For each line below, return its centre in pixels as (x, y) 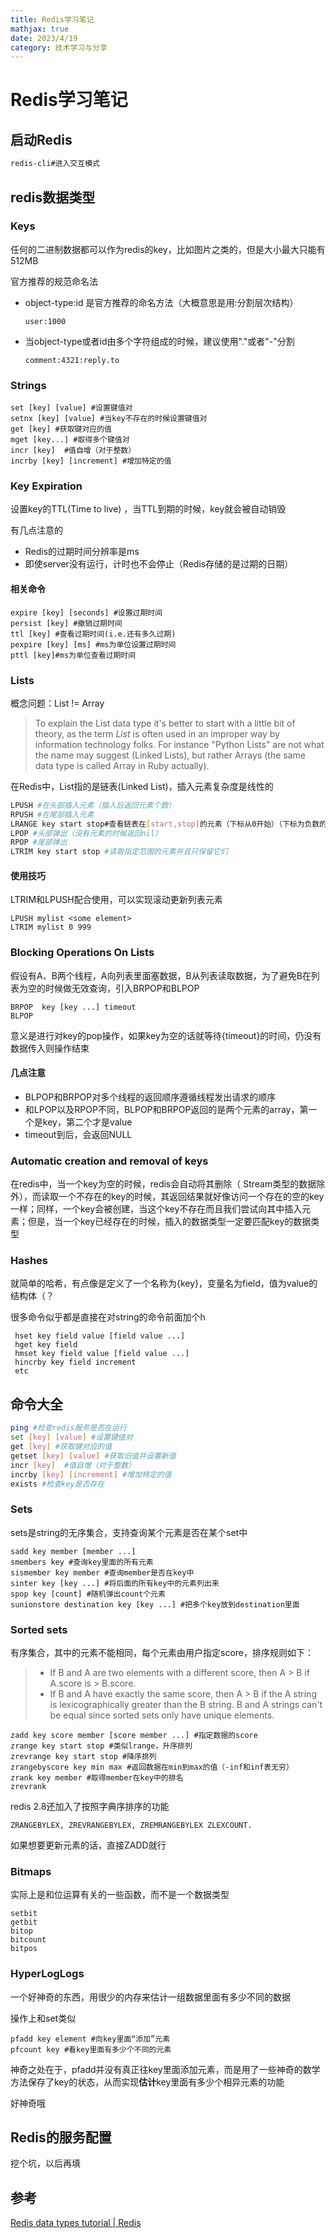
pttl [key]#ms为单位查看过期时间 (73, 655)
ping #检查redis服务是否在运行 (68, 1428)
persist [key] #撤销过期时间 (66, 623)
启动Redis (41, 139)
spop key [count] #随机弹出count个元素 (88, 1594)
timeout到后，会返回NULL (78, 1134)
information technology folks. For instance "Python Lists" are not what (179, 744)
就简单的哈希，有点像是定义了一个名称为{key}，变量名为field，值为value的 (164, 1283)
